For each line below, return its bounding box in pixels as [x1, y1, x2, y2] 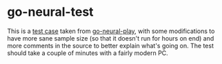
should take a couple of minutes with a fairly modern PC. [7, 49, 169, 57]
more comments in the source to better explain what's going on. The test [7, 41, 214, 50]
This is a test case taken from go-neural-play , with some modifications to [7, 27, 215, 35]
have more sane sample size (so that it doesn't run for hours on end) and [7, 34, 214, 42]
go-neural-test [7, 4, 94, 20]
